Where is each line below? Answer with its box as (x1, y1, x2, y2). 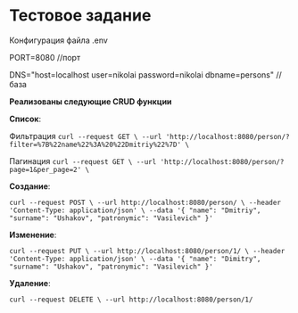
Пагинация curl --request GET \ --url (9, 155, 157, 166)
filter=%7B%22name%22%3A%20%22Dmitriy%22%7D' (9, 140, 181, 149)
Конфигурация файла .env (9, 35, 109, 45)
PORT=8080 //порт (9, 52, 81, 62)
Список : (9, 113, 42, 124)
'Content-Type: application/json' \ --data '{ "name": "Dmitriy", (9, 206, 261, 215)
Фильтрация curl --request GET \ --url (9, 130, 162, 141)
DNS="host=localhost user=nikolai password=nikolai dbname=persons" (9, 69, 275, 80)
